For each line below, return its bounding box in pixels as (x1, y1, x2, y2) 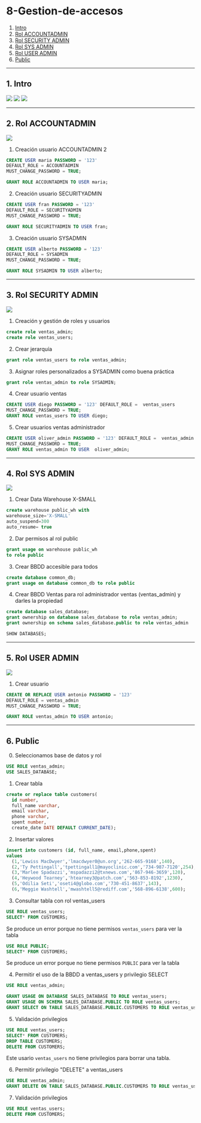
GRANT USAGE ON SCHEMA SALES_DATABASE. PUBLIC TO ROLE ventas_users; (6, 999, 181, 1005)
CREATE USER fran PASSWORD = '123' (6, 202, 95, 208)
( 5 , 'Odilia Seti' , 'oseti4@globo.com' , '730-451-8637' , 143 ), (11, 881, 162, 887)
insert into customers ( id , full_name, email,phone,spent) (6, 847, 157, 853)
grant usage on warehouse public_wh (6, 547, 98, 553)
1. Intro (6, 79, 32, 89)
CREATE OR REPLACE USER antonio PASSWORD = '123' (6, 692, 133, 698)
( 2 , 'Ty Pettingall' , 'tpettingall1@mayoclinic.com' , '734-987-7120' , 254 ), (11, 864, 197, 870)
